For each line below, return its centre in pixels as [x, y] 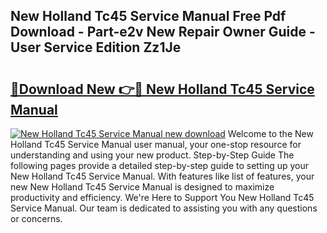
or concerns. [36, 218]
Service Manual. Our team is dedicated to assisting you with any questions [164, 208]
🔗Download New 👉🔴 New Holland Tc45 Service [162, 89]
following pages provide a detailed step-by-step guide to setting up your [160, 165]
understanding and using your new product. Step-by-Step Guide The [152, 155]
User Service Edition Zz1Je [96, 47]
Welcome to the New [270, 133]
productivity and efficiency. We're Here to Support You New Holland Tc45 [162, 197]
